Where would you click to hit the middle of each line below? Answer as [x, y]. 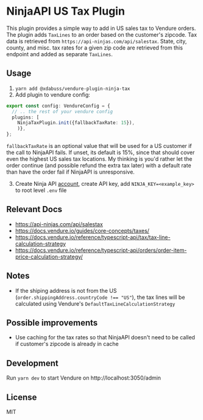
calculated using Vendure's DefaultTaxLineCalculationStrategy [95, 303]
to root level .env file [41, 190]
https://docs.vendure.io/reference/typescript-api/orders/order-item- [101, 250]
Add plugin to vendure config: [52, 94]
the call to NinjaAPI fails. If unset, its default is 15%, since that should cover [101, 152]
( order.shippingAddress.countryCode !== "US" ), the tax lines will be [100, 297]
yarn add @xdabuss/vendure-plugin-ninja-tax [73, 89]
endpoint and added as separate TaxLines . [59, 54]
